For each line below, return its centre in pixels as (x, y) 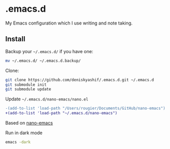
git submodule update (28, 89)
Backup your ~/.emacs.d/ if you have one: (49, 51)
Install (15, 39)
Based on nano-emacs (29, 123)
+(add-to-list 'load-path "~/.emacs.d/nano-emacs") (61, 113)
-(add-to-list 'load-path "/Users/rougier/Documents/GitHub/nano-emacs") (86, 108)
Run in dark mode (24, 133)
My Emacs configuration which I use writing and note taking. (69, 23)
